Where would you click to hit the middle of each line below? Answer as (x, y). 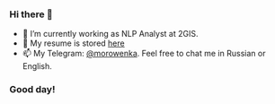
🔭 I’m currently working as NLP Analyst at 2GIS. (110, 34)
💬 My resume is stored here (73, 43)
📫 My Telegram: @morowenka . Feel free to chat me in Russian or (144, 54)
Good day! (32, 90)
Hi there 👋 (31, 14)
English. (37, 66)
